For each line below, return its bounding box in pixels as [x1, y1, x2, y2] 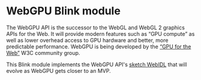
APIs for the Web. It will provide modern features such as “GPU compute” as [6, 30, 195, 37]
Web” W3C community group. [6, 49, 80, 56]
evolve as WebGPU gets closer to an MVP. [6, 67, 111, 74]
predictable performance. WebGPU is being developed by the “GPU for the [6, 43, 191, 50]
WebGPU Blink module [6, 4, 121, 18]
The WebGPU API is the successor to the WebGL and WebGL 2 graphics [6, 24, 185, 31]
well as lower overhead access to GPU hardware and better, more [6, 36, 169, 44]
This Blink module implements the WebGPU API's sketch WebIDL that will [6, 61, 187, 68]
